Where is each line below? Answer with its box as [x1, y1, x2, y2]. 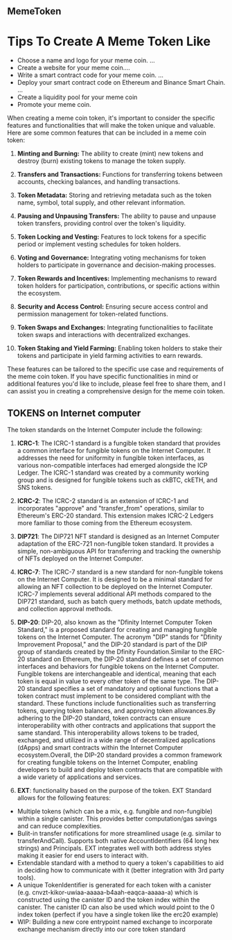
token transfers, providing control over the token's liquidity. [17, 219, 186, 228]
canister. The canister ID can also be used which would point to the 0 [17, 903, 215, 912]
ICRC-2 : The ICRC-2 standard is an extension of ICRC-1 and [17, 497, 189, 505]
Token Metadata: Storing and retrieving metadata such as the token [17, 191, 212, 200]
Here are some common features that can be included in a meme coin [7, 128, 206, 137]
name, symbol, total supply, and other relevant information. [17, 198, 186, 207]
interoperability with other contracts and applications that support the [17, 721, 216, 730]
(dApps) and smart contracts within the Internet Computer [17, 744, 184, 752]
